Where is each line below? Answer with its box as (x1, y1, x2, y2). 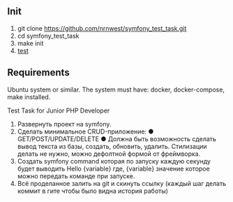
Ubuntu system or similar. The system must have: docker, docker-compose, (7, 85, 225, 94)
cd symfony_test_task (17, 31, 80, 40)
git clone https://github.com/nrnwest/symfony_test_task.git (17, 24, 187, 32)
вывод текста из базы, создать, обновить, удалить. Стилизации (17, 142, 207, 150)
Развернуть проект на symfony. (17, 120, 112, 128)
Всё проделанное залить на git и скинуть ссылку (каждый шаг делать (17, 179, 227, 187)
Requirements (7, 66, 70, 79)
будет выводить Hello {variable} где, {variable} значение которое (17, 164, 211, 173)
